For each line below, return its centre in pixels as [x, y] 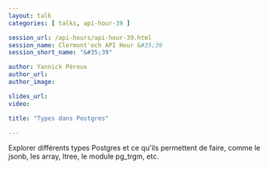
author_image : [32, 82]
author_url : [28, 74]
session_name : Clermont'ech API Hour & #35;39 [85, 45]
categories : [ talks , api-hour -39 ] [69, 23]
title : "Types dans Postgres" [59, 118]
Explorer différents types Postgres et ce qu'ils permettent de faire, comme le [134, 148]
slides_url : [28, 96]
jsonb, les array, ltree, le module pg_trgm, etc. [84, 156]
